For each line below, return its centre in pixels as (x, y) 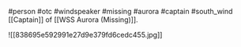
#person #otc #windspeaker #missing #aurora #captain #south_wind (120, 11)
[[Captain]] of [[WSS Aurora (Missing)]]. (73, 20)
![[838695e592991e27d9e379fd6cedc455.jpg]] (85, 35)
